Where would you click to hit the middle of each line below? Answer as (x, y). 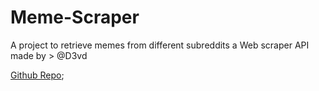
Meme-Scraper (75, 17)
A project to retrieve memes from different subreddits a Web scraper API (160, 45)
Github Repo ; (37, 75)
